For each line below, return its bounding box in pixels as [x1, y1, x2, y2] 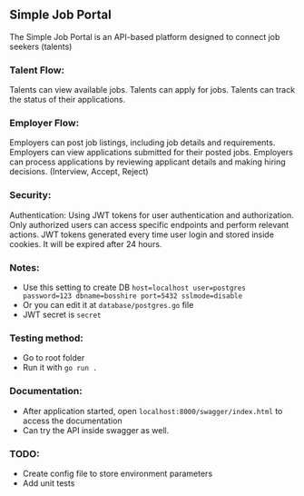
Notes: [9, 261, 40, 273]
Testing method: [9, 332, 84, 344]
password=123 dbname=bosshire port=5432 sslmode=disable [22, 292, 243, 301]
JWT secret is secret [22, 309, 102, 320]
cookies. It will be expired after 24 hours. [9, 238, 162, 249]
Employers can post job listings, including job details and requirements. [9, 137, 276, 148]
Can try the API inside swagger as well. [22, 424, 170, 435]
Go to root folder [22, 352, 85, 363]
